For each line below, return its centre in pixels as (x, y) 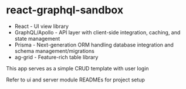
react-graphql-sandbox (65, 10)
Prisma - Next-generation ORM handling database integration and (94, 45)
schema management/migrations (55, 51)
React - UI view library (42, 26)
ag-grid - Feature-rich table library (56, 57)
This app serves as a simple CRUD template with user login (77, 68)
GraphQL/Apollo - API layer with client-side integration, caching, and (97, 32)
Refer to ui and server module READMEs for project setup (76, 80)
